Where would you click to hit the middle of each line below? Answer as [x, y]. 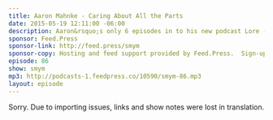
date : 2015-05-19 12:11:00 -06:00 [67, 24]
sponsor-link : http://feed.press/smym [74, 46]
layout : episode [36, 84]
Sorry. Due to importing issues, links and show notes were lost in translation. [136, 107]
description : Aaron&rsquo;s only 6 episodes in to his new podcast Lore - [138, 31]
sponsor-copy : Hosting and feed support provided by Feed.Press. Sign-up [138, 54]
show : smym [27, 69]
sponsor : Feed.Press [43, 39]
